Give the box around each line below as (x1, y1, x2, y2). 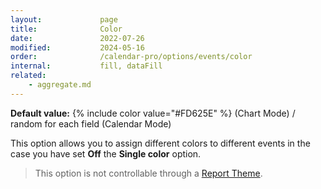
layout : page (10, 14, 118, 25)
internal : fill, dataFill (10, 61, 163, 71)
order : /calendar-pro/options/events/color (10, 52, 253, 62)
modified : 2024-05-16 (10, 42, 145, 53)
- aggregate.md (28, 80, 92, 90)
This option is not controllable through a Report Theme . (34, 167, 263, 179)
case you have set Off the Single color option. (10, 147, 202, 160)
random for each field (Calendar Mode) (10, 117, 172, 130)
